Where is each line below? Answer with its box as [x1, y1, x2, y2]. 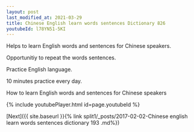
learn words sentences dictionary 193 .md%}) [6, 119, 120, 127]
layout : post [6, 8, 39, 15]
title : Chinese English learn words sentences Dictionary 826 [6, 20, 166, 26]
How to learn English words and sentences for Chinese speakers [6, 89, 167, 97]
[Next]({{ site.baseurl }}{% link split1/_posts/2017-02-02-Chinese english [6, 113, 188, 120]
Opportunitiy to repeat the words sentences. [6, 54, 116, 61]
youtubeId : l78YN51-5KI [6, 25, 66, 32]
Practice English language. [6, 66, 72, 73]
